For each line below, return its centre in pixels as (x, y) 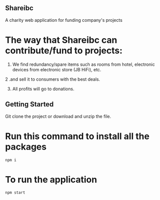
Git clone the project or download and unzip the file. (58, 116)
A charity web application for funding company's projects (64, 20)
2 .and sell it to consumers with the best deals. (53, 79)
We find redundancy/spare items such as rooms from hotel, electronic (83, 64)
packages (26, 147)
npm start (15, 193)
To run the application (51, 179)
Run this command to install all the (77, 136)
